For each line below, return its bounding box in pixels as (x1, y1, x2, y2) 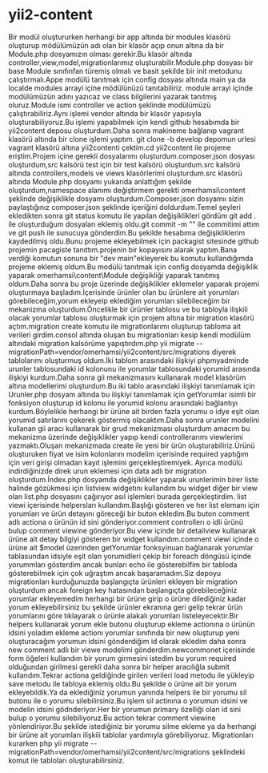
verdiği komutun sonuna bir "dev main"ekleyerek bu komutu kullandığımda (8, 253, 254, 263)
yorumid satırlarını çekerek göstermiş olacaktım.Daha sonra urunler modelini (8, 415, 260, 425)
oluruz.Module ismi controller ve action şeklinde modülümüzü (8, 100, 211, 110)
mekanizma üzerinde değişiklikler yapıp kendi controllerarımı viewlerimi (8, 432, 244, 441)
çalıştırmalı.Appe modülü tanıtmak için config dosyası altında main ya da (8, 74, 246, 84)
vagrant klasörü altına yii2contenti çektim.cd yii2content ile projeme (8, 143, 232, 152)
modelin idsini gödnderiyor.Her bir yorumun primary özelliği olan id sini (8, 704, 242, 714)
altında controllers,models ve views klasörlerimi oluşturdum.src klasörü (8, 168, 242, 178)
